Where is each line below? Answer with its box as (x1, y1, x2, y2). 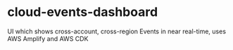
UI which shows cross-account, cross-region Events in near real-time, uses (7, 27, 227, 35)
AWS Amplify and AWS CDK (7, 34, 89, 42)
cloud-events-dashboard (7, 4, 158, 20)
